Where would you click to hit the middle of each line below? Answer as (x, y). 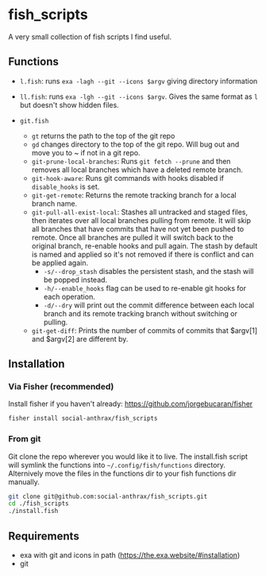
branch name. (54, 203)
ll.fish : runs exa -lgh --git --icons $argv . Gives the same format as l (139, 96)
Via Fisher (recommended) (61, 386)
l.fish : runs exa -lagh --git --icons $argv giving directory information (139, 80)
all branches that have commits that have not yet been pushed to (138, 229)
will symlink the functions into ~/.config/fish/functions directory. (117, 464)
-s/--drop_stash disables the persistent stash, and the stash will (148, 271)
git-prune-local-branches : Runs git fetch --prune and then (131, 161)
